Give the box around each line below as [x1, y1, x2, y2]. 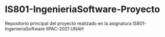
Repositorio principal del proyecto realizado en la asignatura [5, 20, 132, 26]
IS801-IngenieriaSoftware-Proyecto [5, 4, 160, 15]
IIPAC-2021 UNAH [46, 25, 84, 31]
